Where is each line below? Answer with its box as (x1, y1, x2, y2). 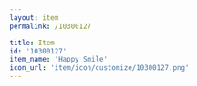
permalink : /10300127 (9, 22, 92, 31)
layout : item (9, 13, 59, 23)
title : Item (9, 38, 55, 47)
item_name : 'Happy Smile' (9, 55, 108, 64)
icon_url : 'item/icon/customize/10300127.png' (9, 63, 190, 72)
